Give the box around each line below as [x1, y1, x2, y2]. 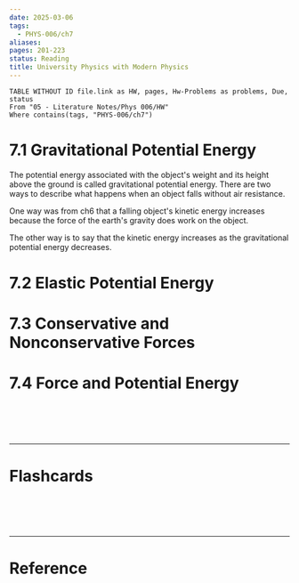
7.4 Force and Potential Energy [9, 373, 239, 393]
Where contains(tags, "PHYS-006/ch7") [9, 110, 153, 119]
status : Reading [9, 54, 69, 63]
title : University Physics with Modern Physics [9, 63, 190, 72]
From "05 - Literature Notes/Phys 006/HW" [9, 102, 169, 111]
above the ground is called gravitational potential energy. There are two [9, 179, 271, 190]
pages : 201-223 [9, 46, 66, 55]
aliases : [9, 37, 42, 47]
